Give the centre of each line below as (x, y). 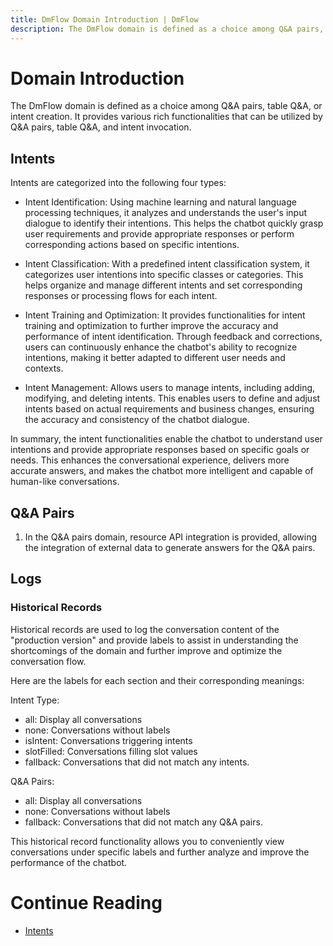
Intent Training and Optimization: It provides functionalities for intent (165, 315)
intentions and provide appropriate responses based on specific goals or (160, 450)
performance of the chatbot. (69, 862)
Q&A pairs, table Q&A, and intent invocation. (101, 127)
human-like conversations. (65, 482)
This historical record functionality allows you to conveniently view (147, 841)
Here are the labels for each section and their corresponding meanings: (157, 680)
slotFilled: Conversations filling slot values (111, 751)
